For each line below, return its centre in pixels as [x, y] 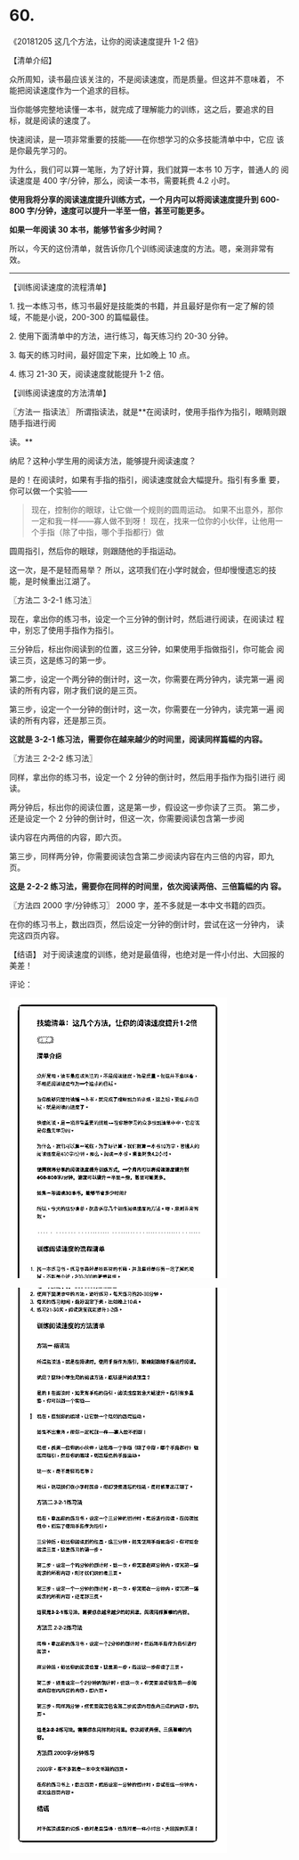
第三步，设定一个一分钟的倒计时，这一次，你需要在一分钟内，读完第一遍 [141, 709]
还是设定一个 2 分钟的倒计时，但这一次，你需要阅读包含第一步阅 [127, 818]
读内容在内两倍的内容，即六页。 [68, 837]
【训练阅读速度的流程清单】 [60, 287]
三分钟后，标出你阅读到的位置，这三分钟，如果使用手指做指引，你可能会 [141, 649]
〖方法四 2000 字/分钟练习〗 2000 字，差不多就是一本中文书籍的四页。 [140, 905]
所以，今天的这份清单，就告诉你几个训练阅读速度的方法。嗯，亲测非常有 [141, 248]
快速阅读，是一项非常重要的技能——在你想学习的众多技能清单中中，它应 [141, 139]
